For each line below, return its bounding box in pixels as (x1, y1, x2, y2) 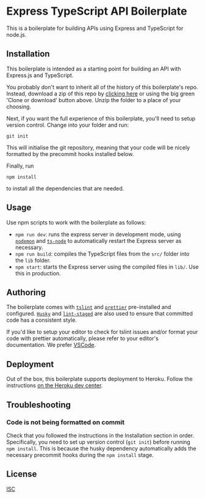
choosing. (6, 103, 32, 110)
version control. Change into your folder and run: (6, 121, 129, 128)
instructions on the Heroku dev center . (6, 382, 103, 389)
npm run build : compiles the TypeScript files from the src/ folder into (15, 250, 190, 258)
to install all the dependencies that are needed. (6, 185, 124, 192)
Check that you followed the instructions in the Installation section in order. (6, 431, 194, 439)
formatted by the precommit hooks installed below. (6, 150, 134, 157)
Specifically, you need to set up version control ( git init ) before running (6, 438, 190, 445)
